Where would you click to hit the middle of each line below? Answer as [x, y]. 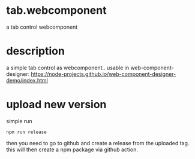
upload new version [56, 105]
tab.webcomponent [56, 10]
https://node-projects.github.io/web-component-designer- [103, 74]
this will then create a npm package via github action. [72, 149]
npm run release [26, 132]
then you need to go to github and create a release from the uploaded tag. [98, 143]
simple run [19, 121]
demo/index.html [27, 80]
